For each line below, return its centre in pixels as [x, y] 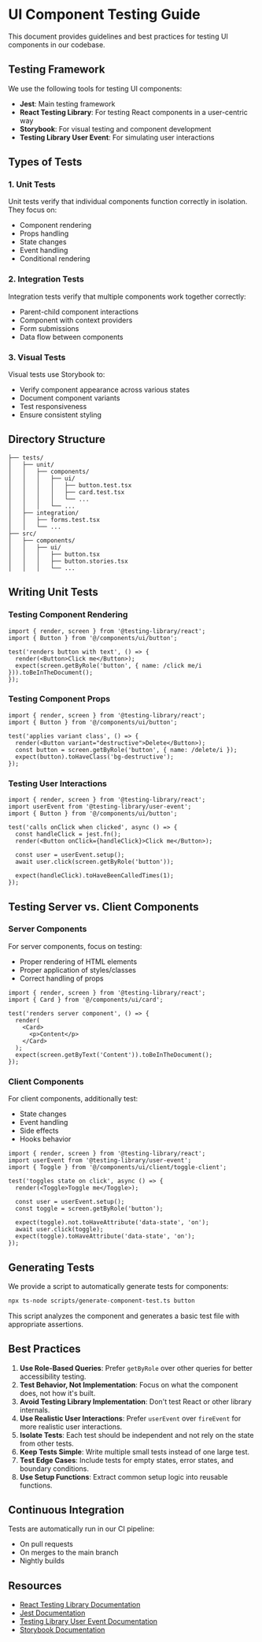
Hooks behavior [45, 1139]
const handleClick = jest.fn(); [68, 834]
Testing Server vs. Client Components [103, 907]
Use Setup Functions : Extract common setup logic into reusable [124, 1476]
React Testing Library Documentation [80, 1605]
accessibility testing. [53, 1376]
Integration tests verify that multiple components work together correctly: [127, 296]
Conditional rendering [55, 259]
